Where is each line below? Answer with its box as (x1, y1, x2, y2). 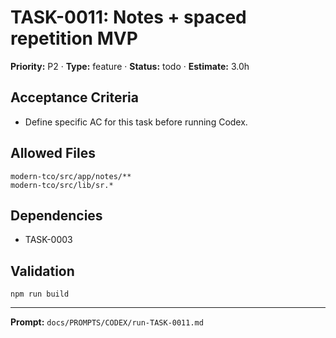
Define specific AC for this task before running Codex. (24, 116, 248, 128)
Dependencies (10, 207, 103, 224)
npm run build (10, 289, 70, 300)
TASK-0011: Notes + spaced (10, 6, 247, 29)
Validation (10, 262, 75, 280)
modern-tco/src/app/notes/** (10, 171, 132, 181)
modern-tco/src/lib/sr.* (10, 180, 114, 190)
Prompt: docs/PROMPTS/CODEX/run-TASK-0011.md (10, 316, 204, 328)
